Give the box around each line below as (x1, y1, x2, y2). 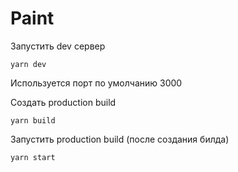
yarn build (10, 115, 56, 126)
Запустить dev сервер (10, 40, 106, 52)
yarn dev (10, 59, 47, 69)
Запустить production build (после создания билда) (10, 133, 230, 145)
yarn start (10, 152, 56, 162)
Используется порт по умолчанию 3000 (10, 77, 183, 89)
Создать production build (10, 96, 117, 108)
